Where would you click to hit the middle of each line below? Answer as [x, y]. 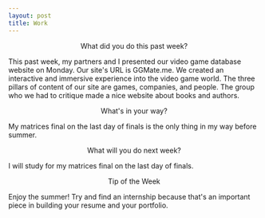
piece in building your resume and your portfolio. [89, 205]
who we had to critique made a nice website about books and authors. [124, 95]
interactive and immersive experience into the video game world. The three [132, 78]
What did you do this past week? [134, 46]
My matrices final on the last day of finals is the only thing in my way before [132, 126]
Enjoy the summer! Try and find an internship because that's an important [129, 196]
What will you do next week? [134, 150]
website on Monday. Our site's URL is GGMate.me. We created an [116, 69]
